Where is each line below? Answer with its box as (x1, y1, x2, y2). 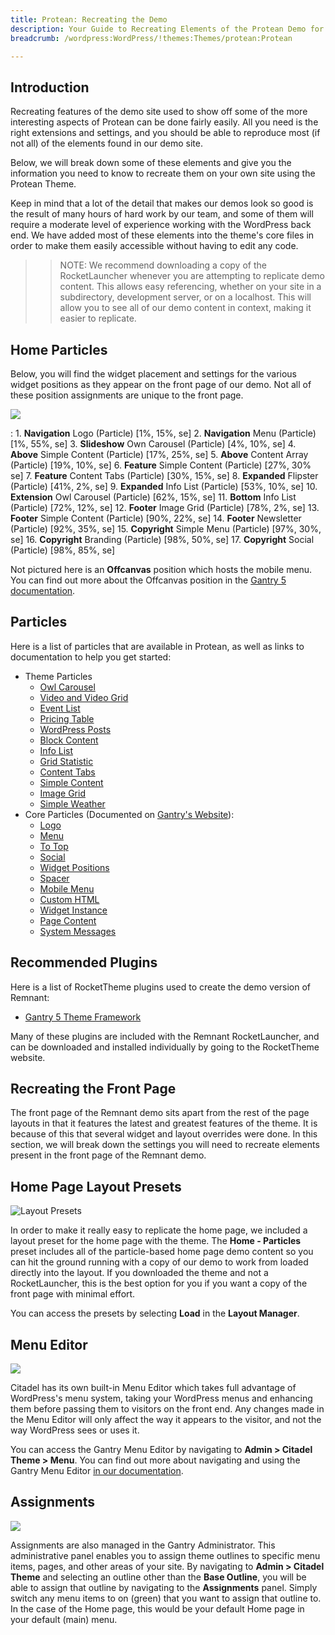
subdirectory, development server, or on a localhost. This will (59, 291, 312, 303)
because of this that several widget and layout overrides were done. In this (10, 1128, 318, 1140)
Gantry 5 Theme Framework (24, 1011, 142, 1023)
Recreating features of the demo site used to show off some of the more (10, 106, 308, 118)
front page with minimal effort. (10, 1288, 136, 1300)
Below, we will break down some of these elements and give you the (10, 157, 292, 169)
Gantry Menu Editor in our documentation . (10, 1465, 184, 1477)
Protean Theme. (10, 178, 77, 190)
